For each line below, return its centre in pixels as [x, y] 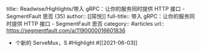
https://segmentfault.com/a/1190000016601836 [66, 30]
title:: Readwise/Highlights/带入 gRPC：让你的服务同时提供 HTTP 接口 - [96, 9]
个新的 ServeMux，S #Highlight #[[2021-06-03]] [76, 43]
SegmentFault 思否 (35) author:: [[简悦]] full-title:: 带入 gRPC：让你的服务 [98, 16]
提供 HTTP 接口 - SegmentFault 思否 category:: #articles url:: [88, 24]
